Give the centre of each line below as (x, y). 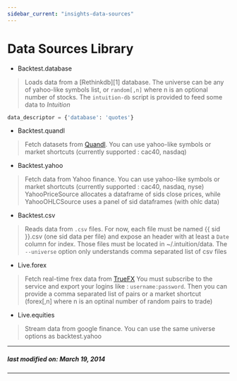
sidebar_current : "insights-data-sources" (71, 14)
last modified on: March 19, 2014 (56, 359)
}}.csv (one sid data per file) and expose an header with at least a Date (127, 236)
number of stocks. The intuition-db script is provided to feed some (123, 97)
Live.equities (36, 315)
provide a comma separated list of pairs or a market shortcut (113, 294)
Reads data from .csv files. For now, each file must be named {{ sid (122, 229)
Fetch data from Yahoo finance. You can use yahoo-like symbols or (122, 179)
